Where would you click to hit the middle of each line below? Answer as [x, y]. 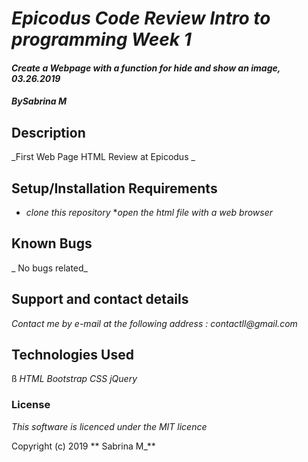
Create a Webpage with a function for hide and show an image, [146, 68]
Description [48, 132]
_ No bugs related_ [49, 268]
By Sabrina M [39, 101]
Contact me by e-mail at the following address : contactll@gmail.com [154, 323]
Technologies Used [72, 355]
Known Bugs [52, 243]
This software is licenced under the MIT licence [109, 426]
